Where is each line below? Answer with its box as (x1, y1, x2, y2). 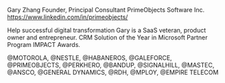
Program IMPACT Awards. (7, 41, 81, 48)
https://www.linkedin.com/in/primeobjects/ (7, 13, 128, 21)
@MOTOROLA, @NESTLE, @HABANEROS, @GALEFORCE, (7, 54, 173, 62)
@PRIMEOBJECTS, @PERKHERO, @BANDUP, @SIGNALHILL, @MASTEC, (7, 61, 215, 69)
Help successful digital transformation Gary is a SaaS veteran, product (7, 27, 206, 34)
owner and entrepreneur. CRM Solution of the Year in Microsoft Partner (7, 33, 208, 41)
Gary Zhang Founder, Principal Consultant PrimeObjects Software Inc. (7, 6, 204, 14)
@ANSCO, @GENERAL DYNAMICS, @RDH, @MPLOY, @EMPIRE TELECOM (7, 68, 219, 76)
